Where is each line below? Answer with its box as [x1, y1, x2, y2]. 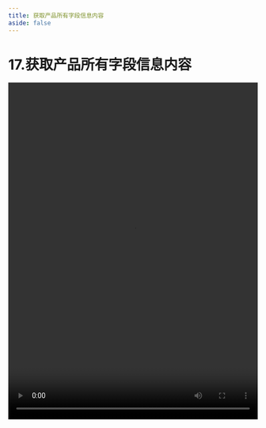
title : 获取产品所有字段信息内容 [8, 11, 104, 20]
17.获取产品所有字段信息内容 [8, 55, 192, 74]
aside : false [8, 19, 51, 27]
